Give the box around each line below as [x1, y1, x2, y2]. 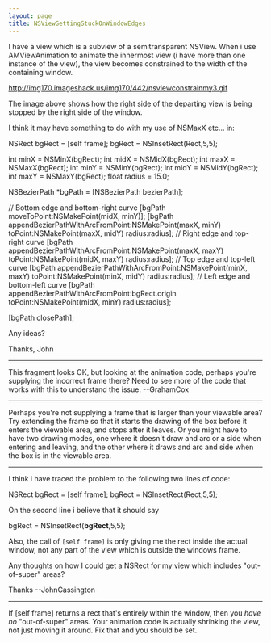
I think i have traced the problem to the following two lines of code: [8, 473, 231, 483]
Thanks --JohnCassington [8, 585, 95, 595]
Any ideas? [8, 328, 46, 338]
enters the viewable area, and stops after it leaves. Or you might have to [8, 425, 248, 435]
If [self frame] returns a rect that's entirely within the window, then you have [8, 607, 261, 618]
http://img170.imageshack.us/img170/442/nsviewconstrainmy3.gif [8, 82, 228, 93]
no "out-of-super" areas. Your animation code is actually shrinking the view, [8, 616, 261, 626]
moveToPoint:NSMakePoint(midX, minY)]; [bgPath [8, 211, 174, 221]
